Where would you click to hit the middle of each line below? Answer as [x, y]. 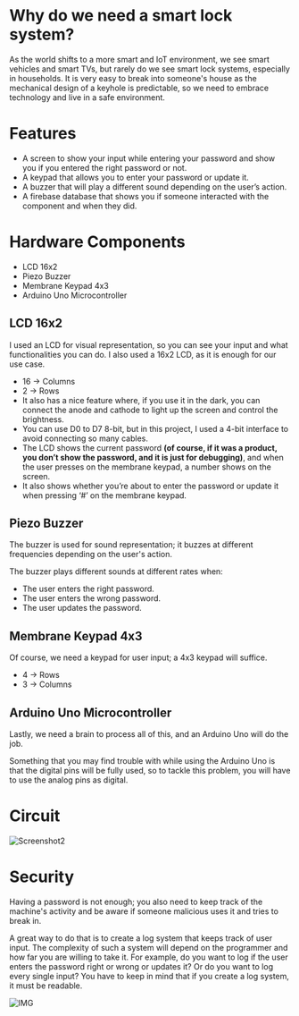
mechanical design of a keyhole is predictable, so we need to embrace [139, 88]
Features [43, 134]
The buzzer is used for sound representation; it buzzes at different [131, 545]
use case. [27, 364]
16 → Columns [49, 381]
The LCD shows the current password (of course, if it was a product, [149, 447]
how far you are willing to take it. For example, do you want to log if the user [149, 957]
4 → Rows [41, 675]
